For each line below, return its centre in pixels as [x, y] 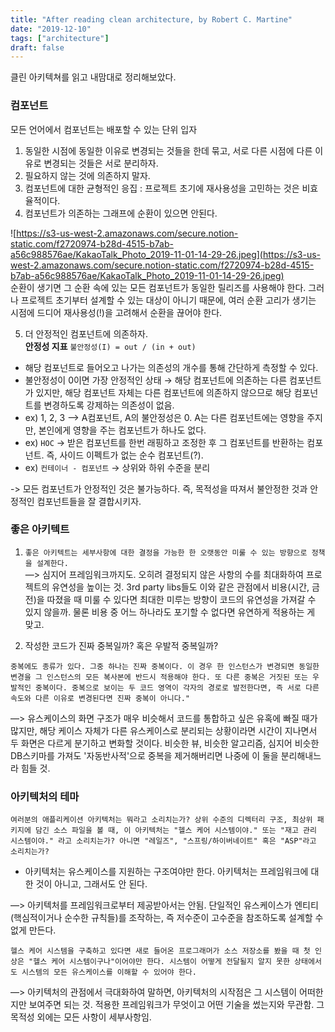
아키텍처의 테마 [45, 796]
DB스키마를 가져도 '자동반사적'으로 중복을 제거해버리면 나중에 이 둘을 [144, 755]
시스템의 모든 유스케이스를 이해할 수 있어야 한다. [109, 972]
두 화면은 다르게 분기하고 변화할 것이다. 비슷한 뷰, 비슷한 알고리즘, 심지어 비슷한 [165, 743]
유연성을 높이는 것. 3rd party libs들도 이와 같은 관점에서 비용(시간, [180, 587]
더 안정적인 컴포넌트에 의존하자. [86, 333]
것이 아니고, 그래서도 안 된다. [91, 884]
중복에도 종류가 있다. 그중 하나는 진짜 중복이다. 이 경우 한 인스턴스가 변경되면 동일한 [165, 666]
